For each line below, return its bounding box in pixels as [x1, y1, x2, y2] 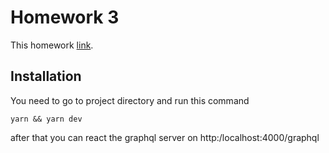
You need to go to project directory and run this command [10, 94, 250, 106]
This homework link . [10, 39, 94, 51]
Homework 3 [10, 6, 120, 29]
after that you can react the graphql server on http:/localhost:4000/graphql [10, 131, 320, 143]
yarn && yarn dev [10, 114, 83, 124]
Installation [10, 68, 82, 85]
